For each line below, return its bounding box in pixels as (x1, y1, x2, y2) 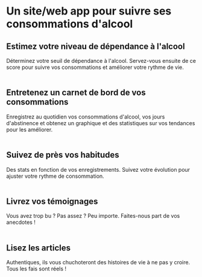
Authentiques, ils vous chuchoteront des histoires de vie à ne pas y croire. (6, 259, 191, 266)
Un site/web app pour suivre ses (6, 4, 172, 18)
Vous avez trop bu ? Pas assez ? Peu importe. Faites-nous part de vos (6, 212, 180, 220)
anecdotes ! (6, 219, 36, 226)
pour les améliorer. (6, 126, 53, 133)
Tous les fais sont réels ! (6, 265, 67, 273)
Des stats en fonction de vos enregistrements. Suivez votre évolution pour (6, 166, 191, 173)
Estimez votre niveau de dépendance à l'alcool (6, 41, 185, 51)
